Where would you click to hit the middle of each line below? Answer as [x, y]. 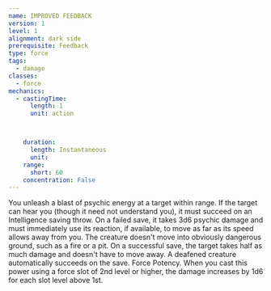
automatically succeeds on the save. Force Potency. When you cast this [128, 263]
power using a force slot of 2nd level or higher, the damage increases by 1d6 [136, 272]
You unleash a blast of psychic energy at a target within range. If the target [133, 203]
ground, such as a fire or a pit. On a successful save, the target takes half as [135, 246]
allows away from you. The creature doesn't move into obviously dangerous [135, 237]
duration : [40, 142]
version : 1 [27, 23]
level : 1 [23, 31]
